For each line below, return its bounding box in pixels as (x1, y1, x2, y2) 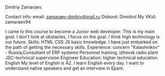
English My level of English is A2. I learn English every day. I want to (5, 60, 144, 66)
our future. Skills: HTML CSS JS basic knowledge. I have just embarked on (5, 39, 158, 45)
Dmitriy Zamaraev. (5, 4, 43, 10)
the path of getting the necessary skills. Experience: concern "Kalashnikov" (5, 44, 160, 50)
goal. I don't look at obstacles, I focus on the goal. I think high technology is (5, 34, 160, 39)
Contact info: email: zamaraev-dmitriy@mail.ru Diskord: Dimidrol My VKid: (5, 14, 157, 19)
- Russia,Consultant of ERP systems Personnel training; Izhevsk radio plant (5, 49, 158, 55)
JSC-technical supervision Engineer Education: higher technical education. (5, 55, 159, 61)
